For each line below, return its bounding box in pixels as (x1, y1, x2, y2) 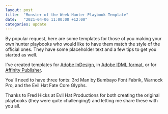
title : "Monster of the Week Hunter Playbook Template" (5, 12, 129, 17)
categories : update (5, 21, 47, 27)
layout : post (5, 7, 33, 13)
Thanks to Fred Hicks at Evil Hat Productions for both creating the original (5, 92, 160, 98)
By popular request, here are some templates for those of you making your (5, 36, 162, 42)
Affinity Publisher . (5, 67, 43, 73)
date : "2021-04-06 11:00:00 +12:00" (5, 17, 88, 22)
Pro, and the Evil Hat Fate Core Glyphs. (5, 82, 87, 89)
